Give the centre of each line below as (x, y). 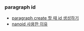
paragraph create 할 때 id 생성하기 (45, 18)
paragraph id (20, 7)
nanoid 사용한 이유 (30, 24)
